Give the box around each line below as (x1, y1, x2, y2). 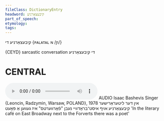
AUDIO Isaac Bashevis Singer (98, 95, 159, 101)
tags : (5, 26, 16, 30)
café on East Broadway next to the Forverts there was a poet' (5, 111, 130, 117)
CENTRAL (5, 66, 46, 78)
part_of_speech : (5, 16, 38, 21)
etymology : (5, 21, 28, 26)
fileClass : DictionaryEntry (5, 7, 63, 12)
